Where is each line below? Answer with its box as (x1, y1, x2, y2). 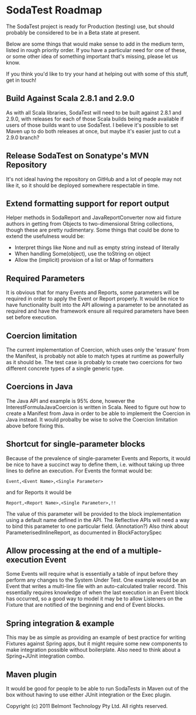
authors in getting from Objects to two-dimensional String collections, (6, 220, 174, 227)
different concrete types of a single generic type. (6, 365, 125, 372)
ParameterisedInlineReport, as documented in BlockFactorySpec (6, 529, 162, 536)
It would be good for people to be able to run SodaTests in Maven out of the (6, 685, 188, 692)
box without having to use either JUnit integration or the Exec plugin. (6, 691, 171, 699)
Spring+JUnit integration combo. (6, 652, 85, 659)
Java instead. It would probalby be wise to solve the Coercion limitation (6, 416, 178, 423)
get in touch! (6, 77, 37, 84)
